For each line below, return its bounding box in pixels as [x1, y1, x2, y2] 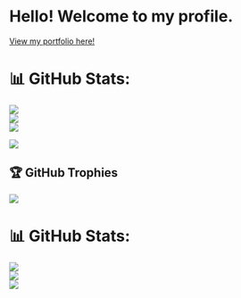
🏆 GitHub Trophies [9, 165, 119, 180]
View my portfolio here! [9, 36, 96, 46]
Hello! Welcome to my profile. [9, 6, 234, 27]
